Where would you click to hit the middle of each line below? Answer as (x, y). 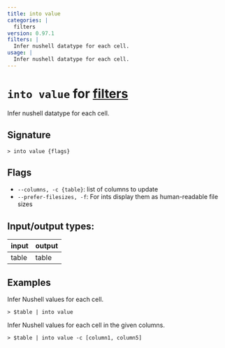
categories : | (28, 20)
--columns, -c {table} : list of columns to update (88, 189)
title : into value (34, 14)
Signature (29, 135)
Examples (29, 283)
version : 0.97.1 (31, 33)
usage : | (20, 53)
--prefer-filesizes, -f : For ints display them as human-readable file (118, 197)
